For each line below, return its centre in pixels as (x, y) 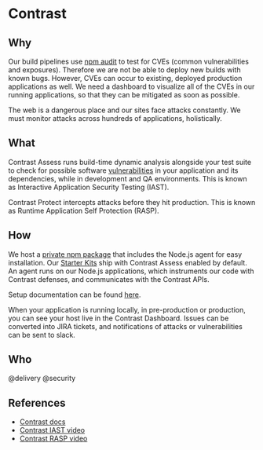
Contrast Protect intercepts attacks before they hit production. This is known (132, 202)
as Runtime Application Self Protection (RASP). (84, 210)
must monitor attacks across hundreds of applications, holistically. (115, 118)
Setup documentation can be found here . (75, 295)
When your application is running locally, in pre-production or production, (127, 309)
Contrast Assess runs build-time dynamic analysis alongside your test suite (130, 162)
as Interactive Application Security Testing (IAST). (89, 187)
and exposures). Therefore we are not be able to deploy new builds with (124, 70)
